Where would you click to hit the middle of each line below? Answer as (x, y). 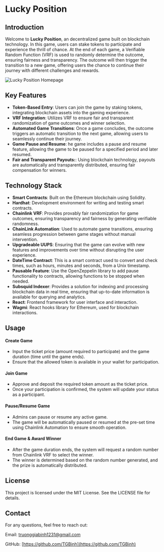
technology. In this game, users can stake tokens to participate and (73, 44)
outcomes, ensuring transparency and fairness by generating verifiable (84, 218)
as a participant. (29, 394)
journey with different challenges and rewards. (52, 70)
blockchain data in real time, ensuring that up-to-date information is (81, 292)
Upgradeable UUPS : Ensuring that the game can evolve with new (79, 244)
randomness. (26, 224)
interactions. (25, 312)
